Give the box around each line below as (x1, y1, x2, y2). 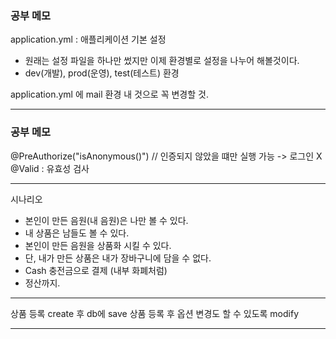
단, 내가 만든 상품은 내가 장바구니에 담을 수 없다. (24, 252, 212, 264)
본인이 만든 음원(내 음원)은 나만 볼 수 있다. (24, 214, 189, 226)
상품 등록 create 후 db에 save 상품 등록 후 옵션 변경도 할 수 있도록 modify (10, 307, 300, 319)
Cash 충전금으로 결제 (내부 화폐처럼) (24, 264, 168, 276)
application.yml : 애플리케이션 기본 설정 (10, 33, 167, 46)
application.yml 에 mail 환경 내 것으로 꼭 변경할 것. (10, 88, 209, 101)
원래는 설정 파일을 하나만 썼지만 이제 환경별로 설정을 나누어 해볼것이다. (24, 55, 300, 67)
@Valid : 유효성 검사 (10, 162, 90, 174)
